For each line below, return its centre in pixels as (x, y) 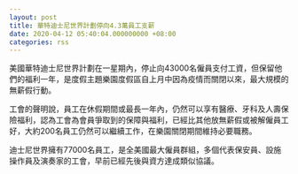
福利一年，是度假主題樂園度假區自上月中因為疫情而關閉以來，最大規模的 (157, 79)
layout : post (33, 17)
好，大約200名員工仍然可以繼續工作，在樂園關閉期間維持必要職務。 (133, 131)
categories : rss (39, 42)
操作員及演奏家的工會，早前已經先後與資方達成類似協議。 (114, 161)
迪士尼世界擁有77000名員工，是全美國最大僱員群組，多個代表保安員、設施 (145, 150)
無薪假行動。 (32, 90)
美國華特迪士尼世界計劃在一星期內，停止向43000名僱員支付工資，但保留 (142, 68)
